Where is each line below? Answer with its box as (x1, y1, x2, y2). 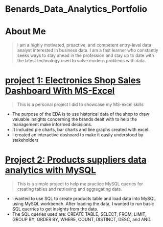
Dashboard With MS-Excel (5, 85, 115, 97)
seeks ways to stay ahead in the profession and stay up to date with (17, 52, 154, 58)
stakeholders (12, 137, 39, 143)
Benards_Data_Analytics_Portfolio (5, 3, 148, 15)
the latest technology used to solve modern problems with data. (17, 58, 146, 64)
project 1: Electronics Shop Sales (5, 75, 141, 86)
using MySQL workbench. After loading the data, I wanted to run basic (12, 201, 154, 206)
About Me (5, 26, 46, 37)
